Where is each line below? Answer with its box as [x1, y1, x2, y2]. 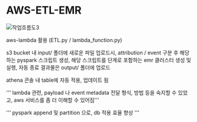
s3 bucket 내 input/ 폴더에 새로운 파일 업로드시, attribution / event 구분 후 [6, 49, 179, 56]
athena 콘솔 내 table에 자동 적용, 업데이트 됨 [6, 76, 109, 84]
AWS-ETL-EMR [6, 4, 82, 17]
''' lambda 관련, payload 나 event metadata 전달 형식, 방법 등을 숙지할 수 [6, 89, 177, 96]
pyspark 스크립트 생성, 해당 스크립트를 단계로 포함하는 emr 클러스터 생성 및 [17, 56, 191, 63]
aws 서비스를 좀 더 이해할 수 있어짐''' [14, 96, 99, 104]
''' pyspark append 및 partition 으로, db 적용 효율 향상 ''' [6, 109, 140, 116]
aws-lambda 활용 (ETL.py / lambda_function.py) [6, 36, 122, 43]
